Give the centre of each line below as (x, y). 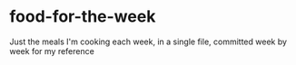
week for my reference (52, 51)
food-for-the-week (83, 17)
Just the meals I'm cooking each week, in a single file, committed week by (148, 42)
